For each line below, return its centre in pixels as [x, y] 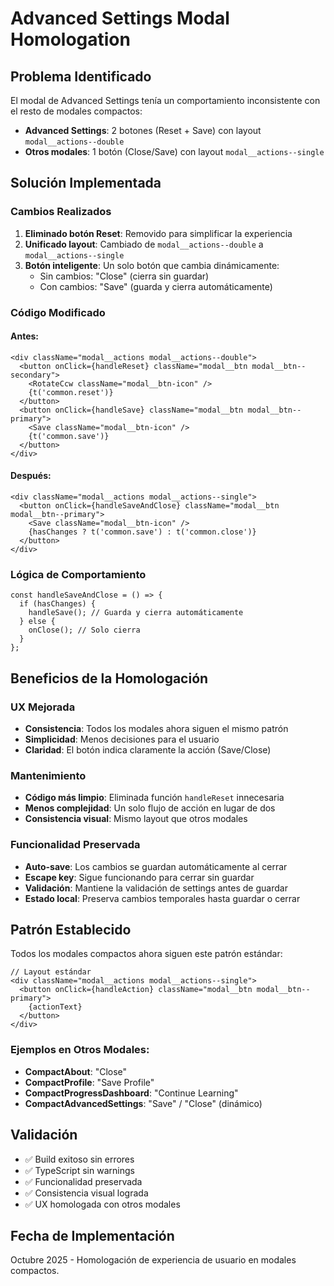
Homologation [70, 39]
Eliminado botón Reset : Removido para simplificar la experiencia [158, 233]
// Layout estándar [51, 972]
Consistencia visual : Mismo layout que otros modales [136, 819]
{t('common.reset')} [71, 392]
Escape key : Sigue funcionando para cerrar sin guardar [139, 877]
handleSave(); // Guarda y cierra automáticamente [136, 613]
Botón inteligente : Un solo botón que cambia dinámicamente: [152, 265]
